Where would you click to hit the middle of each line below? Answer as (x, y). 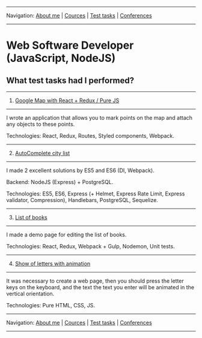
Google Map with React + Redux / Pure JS (67, 100)
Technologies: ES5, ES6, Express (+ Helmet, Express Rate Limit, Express (96, 194)
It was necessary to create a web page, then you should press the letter (95, 281)
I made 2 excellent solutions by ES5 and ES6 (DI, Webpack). (81, 170)
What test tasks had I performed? (70, 80)
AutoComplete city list (42, 153)
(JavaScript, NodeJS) (61, 58)
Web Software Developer (70, 45)
